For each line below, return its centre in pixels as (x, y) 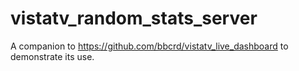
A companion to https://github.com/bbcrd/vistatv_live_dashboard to (149, 46)
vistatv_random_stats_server (134, 18)
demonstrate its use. (52, 56)
